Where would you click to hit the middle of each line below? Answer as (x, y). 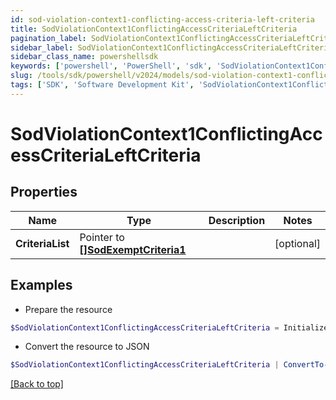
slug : (21, 76)
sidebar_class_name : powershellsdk (84, 57)
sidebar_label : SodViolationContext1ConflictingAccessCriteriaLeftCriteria (171, 47)
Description (237, 220)
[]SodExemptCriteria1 (133, 249)
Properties (44, 192)
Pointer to (102, 237)
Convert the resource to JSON (87, 347)
